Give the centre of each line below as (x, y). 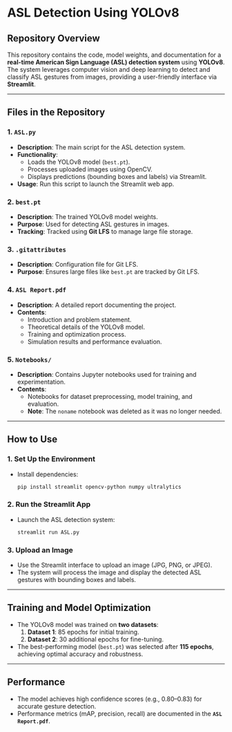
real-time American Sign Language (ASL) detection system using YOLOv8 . (116, 62)
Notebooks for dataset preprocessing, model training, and (110, 396)
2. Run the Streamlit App (49, 505)
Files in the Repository (56, 112)
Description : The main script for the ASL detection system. (101, 147)
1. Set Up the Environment (51, 459)
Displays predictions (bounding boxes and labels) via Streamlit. (117, 176)
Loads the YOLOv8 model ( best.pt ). (79, 162)
